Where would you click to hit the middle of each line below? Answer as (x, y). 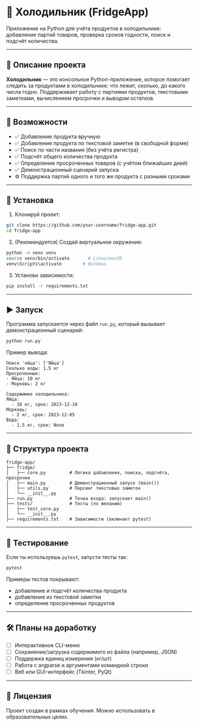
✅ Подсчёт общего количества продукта (66, 156)
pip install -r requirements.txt (47, 286)
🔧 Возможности (37, 122)
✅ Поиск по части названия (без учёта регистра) (77, 149)
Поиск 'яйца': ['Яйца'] (35, 363)
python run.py (24, 341)
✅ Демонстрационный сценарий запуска (67, 169)
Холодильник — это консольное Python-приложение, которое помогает (98, 79)
